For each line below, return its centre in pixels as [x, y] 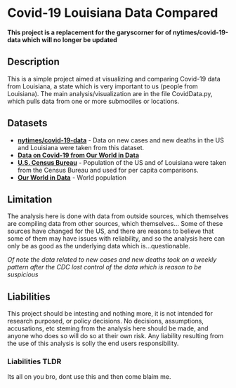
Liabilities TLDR [34, 361]
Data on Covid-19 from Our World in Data [78, 155]
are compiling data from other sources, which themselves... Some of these [115, 224]
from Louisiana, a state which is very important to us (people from [103, 86]
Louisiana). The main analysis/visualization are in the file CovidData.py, [110, 93]
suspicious [23, 274]
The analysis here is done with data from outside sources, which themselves [118, 216]
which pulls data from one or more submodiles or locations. [93, 101]
